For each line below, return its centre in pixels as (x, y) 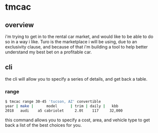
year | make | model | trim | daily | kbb (62, 106)
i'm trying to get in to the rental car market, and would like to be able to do (79, 36)
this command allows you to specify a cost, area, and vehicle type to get (78, 120)
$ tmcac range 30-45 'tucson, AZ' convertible (53, 102)
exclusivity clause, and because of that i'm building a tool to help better (77, 47)
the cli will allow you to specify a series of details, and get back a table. (76, 79)
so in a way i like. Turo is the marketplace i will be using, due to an (71, 42)
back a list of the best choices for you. (44, 125)
